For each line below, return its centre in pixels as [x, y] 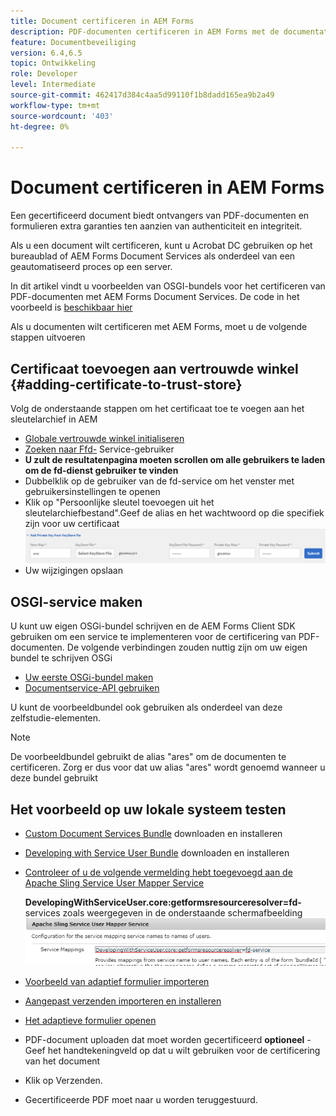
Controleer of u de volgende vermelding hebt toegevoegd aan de [158, 872]
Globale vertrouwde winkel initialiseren [104, 438]
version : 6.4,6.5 [46, 53]
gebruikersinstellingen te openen [92, 491]
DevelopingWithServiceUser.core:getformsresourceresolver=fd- [163, 902]
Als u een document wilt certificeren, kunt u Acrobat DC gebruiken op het [161, 246]
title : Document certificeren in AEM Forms [102, 21]
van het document [62, 1061]
